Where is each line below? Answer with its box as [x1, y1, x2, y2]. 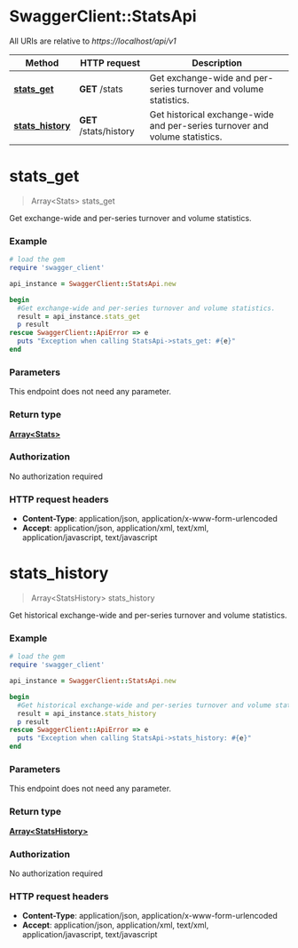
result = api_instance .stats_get [17, 312, 141, 321]
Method [25, 56, 59, 68]
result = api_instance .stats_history [17, 709, 157, 718]
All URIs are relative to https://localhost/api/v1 [9, 36, 177, 46]
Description [192, 56, 242, 68]
